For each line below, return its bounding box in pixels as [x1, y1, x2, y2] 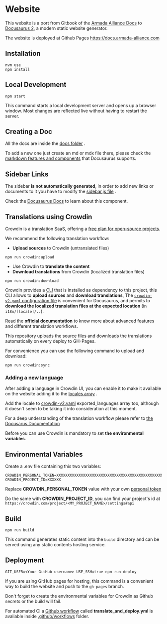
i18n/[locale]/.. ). [5, 308, 44, 314]
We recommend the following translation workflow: [5, 236, 110, 241]
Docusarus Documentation [5, 421, 60, 427]
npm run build [5, 527, 35, 532]
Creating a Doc [5, 127, 52, 135]
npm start [5, 94, 26, 99]
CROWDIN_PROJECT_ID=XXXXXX [5, 477, 61, 483]
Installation [5, 49, 41, 58]
